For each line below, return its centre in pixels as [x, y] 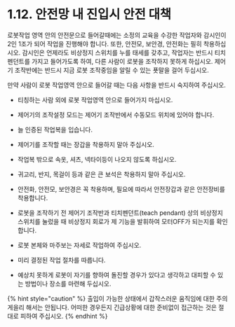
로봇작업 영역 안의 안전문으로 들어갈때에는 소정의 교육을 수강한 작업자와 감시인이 [117, 35]
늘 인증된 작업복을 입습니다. [55, 130]
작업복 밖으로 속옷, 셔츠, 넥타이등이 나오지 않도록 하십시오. [97, 159]
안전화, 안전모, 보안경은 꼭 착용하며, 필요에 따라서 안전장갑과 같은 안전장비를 [121, 189]
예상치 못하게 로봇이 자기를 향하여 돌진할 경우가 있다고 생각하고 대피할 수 [116, 274]
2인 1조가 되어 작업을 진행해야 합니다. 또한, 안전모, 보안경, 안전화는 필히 [105, 43]
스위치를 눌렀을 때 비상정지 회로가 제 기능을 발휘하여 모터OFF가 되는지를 [116, 221]
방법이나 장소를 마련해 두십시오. [68, 284]
